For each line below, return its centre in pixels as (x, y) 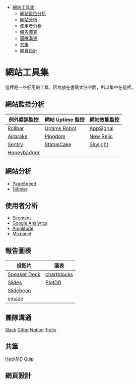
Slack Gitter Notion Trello (31, 330)
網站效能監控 (104, 120)
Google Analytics (30, 223)
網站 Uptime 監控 (65, 120)
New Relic (101, 136)
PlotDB (53, 283)
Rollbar (16, 128)
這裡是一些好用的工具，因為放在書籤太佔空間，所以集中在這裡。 (70, 87)
